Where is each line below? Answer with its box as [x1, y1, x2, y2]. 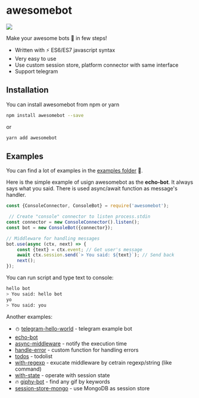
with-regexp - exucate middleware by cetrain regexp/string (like [14, 359, 172, 366]
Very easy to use [14, 55, 57, 62]
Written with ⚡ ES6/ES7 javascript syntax [14, 46, 116, 54]
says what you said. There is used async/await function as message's [6, 185, 178, 192]
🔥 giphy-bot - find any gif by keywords [14, 378, 110, 385]
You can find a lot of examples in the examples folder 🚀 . [6, 167, 143, 174]
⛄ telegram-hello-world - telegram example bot [14, 325, 132, 332]
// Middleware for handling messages [6, 235, 100, 242]
